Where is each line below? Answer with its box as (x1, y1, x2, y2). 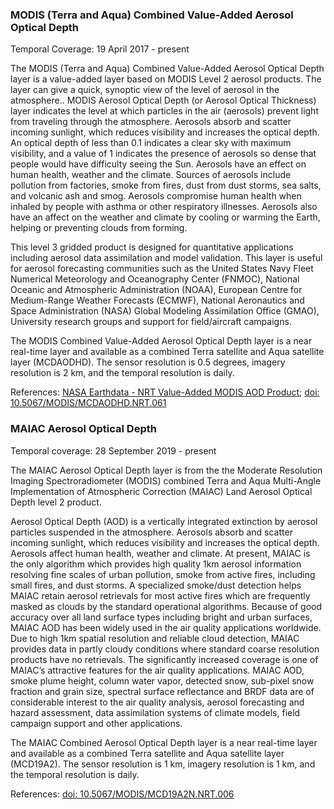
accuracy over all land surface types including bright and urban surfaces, (10, 611, 313, 623)
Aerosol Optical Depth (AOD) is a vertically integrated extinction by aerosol (10, 515, 318, 527)
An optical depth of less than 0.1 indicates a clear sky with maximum (10, 137, 292, 149)
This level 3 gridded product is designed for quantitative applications (10, 241, 294, 253)
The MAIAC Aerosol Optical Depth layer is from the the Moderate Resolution (10, 464, 323, 476)
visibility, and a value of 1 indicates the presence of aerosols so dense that (10, 148, 317, 160)
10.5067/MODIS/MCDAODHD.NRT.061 (10, 397, 167, 409)
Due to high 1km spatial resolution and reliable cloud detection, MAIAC (10, 632, 300, 644)
